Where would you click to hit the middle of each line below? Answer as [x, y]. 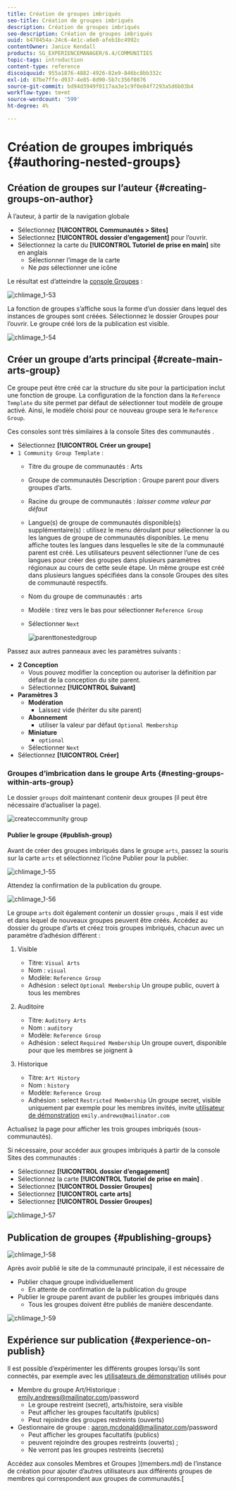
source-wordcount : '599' [44, 100]
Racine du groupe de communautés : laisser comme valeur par [119, 501]
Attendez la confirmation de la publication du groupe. [85, 885]
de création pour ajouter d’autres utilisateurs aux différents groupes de [110, 1471]
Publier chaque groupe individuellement [75, 1282]
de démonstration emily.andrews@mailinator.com [99, 1115]
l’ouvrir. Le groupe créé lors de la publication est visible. [88, 323]
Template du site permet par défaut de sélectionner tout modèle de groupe [115, 402]
